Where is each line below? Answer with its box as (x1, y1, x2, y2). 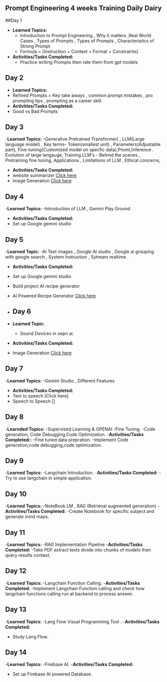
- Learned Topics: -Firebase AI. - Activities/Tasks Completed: (5, 661, 134, 667)
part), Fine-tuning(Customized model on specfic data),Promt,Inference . (5, 147, 154, 153)
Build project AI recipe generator (12, 283, 80, 289)
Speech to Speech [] (12, 398, 55, 404)
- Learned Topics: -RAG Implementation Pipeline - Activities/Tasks (5, 541, 143, 548)
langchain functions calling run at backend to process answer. (5, 591, 134, 597)
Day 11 (5, 528, 25, 536)
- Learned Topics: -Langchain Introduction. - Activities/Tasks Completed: (5, 470, 158, 476)
